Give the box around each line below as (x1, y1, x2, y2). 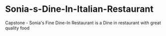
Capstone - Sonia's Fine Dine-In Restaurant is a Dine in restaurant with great (5, 20, 161, 26)
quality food (5, 25, 30, 31)
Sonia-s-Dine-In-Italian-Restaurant (5, 3, 154, 15)
